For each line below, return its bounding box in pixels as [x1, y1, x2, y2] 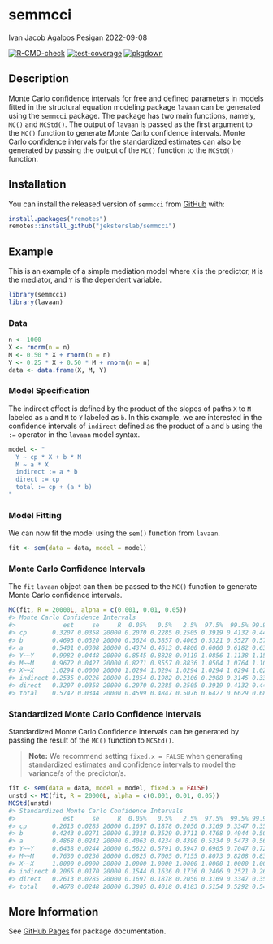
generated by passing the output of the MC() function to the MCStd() [8, 145, 234, 155]
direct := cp [15, 475, 60, 484]
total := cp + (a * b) [15, 483, 93, 491]
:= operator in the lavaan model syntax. [8, 429, 141, 440]
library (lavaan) [8, 298, 63, 306]
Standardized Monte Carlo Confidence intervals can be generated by [8, 727, 240, 737]
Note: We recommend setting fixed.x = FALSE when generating [28, 751, 243, 761]
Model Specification [8, 385, 90, 396]
